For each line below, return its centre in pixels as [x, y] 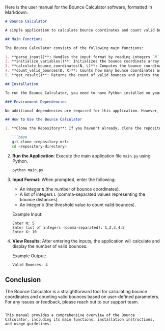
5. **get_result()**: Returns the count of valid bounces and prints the [82, 75]
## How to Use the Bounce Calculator [44, 120]
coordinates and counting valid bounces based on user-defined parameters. [82, 297]
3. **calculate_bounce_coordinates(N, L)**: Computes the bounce [73, 66]
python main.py [28, 170]
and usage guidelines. [28, 324]
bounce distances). [39, 199]
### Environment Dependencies [36, 102]
